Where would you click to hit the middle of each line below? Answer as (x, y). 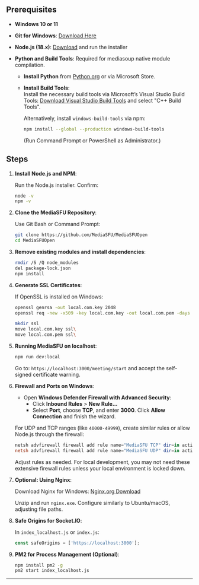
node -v (24, 196)
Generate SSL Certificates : (48, 285)
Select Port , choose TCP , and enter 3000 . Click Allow (99, 410)
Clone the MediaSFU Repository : (55, 212)
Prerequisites (31, 10)
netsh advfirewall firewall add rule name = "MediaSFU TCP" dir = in (97, 445)
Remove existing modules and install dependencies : (80, 252)
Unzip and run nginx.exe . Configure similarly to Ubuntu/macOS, (92, 503)
